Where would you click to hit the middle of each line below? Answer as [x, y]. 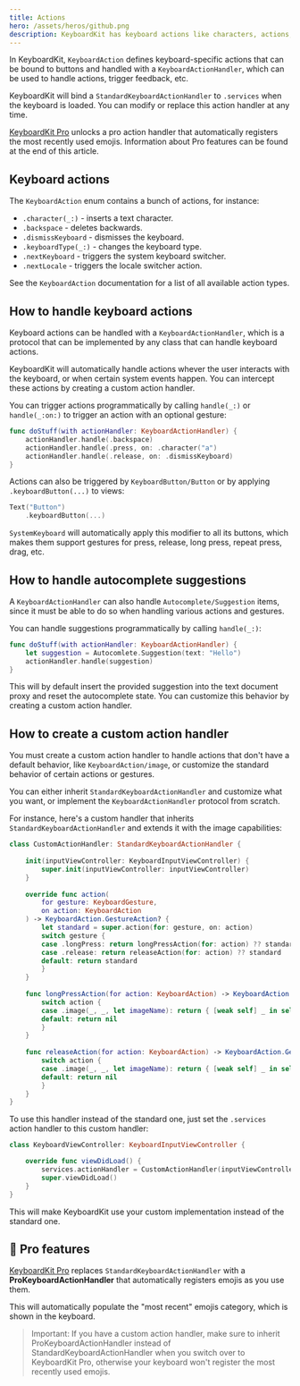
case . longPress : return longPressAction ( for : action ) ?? [151, 944]
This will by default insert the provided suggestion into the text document [144, 687]
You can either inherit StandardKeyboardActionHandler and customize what [146, 791]
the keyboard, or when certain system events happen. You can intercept [142, 378]
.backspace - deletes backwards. [82, 228]
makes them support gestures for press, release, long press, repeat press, [146, 543]
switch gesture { [73, 935]
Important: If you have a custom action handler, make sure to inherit [155, 1334]
